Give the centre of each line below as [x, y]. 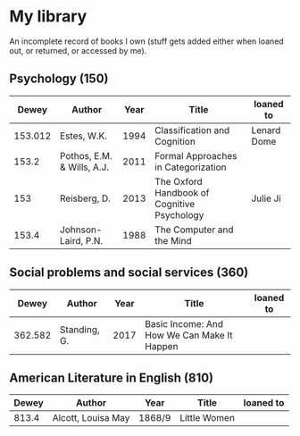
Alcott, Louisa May [91, 418]
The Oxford [179, 181]
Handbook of [182, 192]
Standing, [79, 330]
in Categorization [191, 167]
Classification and [192, 130]
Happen [162, 346]
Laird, [71, 240]
